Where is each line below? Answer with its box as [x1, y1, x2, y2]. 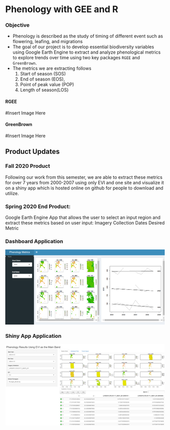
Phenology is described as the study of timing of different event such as [12, 33, 163, 39]
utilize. [5, 190, 19, 196]
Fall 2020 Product [5, 163, 51, 170]
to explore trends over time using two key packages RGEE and [12, 55, 140, 61]
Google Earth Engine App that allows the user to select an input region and [5, 214, 161, 220]
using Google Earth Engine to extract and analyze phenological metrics [12, 49, 161, 55]
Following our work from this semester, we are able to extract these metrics [5, 174, 163, 180]
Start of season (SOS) [20, 71, 66, 77]
